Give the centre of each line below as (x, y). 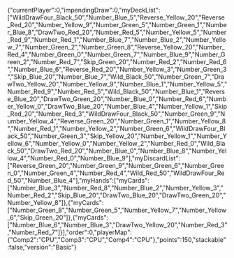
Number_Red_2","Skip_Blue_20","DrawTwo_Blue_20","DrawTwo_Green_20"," (117, 195)
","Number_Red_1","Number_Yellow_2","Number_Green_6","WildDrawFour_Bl (116, 129)
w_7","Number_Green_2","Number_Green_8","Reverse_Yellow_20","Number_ (116, 47)
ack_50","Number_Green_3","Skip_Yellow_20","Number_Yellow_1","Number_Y (117, 136)
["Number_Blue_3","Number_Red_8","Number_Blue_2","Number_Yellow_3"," (115, 188)
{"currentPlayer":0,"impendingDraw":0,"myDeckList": (84, 10)
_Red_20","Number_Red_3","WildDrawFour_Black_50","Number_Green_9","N (116, 114)
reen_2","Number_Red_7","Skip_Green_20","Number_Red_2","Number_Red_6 (117, 62)
